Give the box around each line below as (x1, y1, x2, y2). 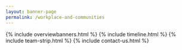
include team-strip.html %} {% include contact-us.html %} (5, 37, 150, 44)
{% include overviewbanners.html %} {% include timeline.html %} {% (5, 30, 177, 37)
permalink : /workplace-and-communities (5, 14, 105, 20)
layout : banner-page (5, 8, 57, 15)
